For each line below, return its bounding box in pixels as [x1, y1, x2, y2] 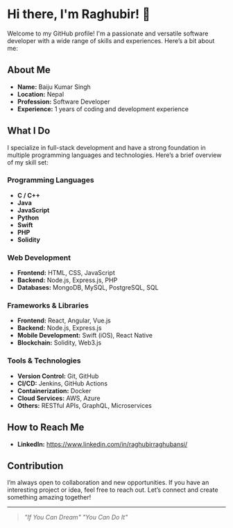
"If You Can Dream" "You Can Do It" [24, 513, 128, 522]
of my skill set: [7, 158, 49, 166]
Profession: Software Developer [17, 97, 110, 106]
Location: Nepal [17, 90, 64, 98]
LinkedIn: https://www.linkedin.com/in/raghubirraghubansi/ [17, 440, 188, 448]
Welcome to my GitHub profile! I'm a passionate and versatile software [7, 29, 209, 38]
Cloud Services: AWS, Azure [17, 394, 101, 402]
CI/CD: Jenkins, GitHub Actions [17, 379, 108, 388]
